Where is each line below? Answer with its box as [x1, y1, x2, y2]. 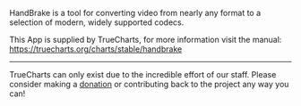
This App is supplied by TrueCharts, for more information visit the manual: [9, 35, 282, 45]
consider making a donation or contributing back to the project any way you [9, 79, 289, 89]
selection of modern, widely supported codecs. [9, 17, 185, 28]
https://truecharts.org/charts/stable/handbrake [9, 44, 183, 54]
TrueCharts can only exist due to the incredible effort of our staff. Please [9, 69, 277, 79]
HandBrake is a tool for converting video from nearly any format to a [9, 8, 262, 18]
